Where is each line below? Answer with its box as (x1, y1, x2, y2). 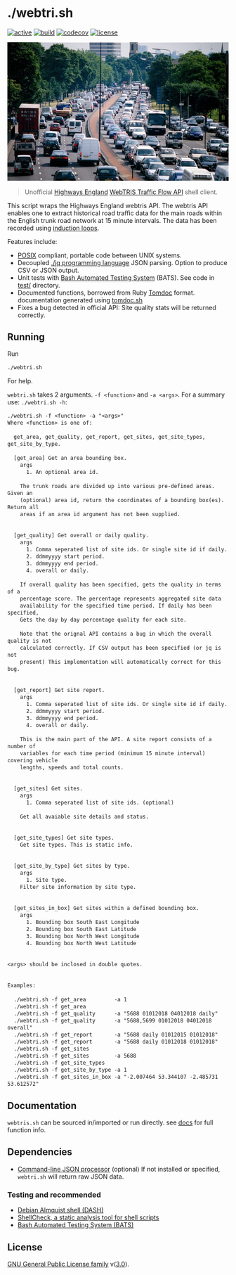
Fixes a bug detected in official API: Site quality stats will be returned (17, 303, 216, 312)
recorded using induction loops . (7, 224, 100, 232)
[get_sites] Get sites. (13, 786, 83, 793)
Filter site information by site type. (20, 884, 137, 891)
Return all (7, 504, 39, 511)
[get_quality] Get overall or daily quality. (13, 532, 150, 539)
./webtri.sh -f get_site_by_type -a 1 (13, 1067, 128, 1074)
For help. (7, 377, 33, 385)
